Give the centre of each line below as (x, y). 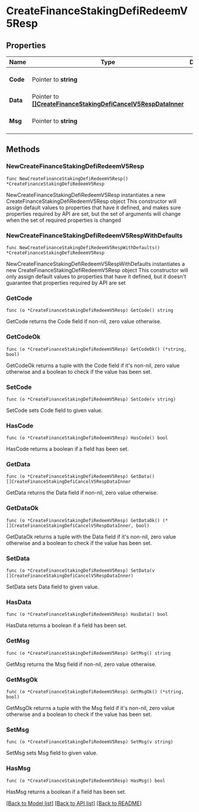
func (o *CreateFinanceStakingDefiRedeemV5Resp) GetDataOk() (83, 520)
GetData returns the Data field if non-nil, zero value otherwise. (82, 493)
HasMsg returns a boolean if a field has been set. (66, 792)
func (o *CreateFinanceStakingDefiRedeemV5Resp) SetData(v (81, 571)
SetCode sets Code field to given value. (54, 410)
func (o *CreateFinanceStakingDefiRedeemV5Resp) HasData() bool (87, 614)
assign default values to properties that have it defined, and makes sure (94, 207)
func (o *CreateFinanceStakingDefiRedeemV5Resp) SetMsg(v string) (90, 742)
